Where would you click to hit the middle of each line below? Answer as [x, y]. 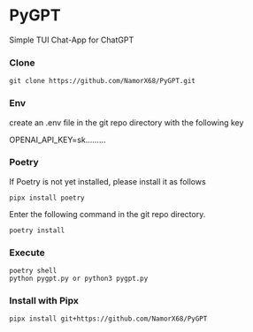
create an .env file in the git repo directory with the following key [126, 122]
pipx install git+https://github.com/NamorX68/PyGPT [108, 319]
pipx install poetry [47, 198]
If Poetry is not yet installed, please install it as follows [107, 181]
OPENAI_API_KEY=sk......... [57, 140]
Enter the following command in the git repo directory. [107, 214]
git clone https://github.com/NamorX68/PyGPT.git [103, 81]
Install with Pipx [44, 301]
